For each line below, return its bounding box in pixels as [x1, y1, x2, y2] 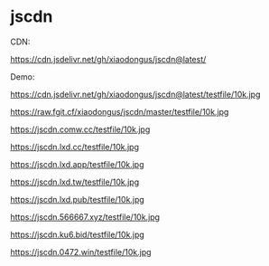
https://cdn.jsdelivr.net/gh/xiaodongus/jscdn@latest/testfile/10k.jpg [10, 89, 261, 100]
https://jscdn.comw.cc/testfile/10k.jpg [10, 124, 151, 135]
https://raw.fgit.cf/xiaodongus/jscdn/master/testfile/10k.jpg [10, 106, 229, 117]
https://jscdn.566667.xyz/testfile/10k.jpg [10, 211, 161, 223]
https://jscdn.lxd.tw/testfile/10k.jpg [10, 176, 139, 187]
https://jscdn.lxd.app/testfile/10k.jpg [10, 158, 144, 169]
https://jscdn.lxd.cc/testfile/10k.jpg [10, 141, 139, 152]
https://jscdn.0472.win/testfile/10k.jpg [10, 246, 152, 257]
